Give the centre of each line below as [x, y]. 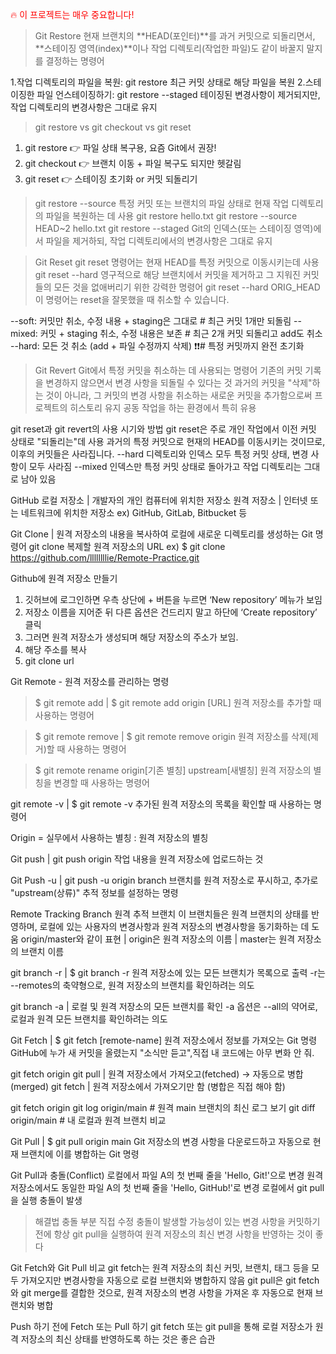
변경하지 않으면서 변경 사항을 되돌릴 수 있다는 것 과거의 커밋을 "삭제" [179, 382]
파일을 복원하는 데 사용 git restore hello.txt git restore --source [171, 216]
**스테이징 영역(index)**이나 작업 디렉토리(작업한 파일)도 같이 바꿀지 [169, 48]
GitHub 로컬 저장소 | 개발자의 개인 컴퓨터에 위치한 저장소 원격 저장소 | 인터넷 [159, 500]
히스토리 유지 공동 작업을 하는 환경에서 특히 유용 [163, 407]
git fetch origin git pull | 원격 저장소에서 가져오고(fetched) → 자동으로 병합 [157, 1074]
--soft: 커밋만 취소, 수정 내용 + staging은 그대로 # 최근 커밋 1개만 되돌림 [151, 321]
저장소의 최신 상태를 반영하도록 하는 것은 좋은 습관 [118, 1339]
